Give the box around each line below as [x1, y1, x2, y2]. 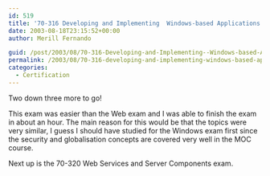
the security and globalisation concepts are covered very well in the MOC [8, 134, 252, 144]
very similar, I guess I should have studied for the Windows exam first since [8, 125, 258, 135]
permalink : [8, 56, 45, 64]
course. [8, 142, 34, 153]
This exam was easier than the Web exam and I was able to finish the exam [8, 108, 257, 118]
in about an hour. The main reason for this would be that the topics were [8, 117, 247, 127]
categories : [8, 63, 48, 72]
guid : [8, 49, 27, 57]
